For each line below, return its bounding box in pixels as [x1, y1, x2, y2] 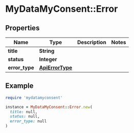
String [39, 47, 55, 54]
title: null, [10, 109, 38, 115]
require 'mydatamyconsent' [5, 95, 63, 100]
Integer [39, 56, 57, 63]
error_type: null [10, 119, 47, 124]
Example [5, 82, 34, 90]
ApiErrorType [39, 64, 73, 71]
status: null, [10, 114, 40, 119]
